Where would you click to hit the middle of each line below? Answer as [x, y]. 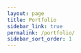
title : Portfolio [32, 20]
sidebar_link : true [35, 26]
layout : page [26, 13]
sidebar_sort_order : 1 [39, 39]
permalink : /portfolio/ [41, 33]
